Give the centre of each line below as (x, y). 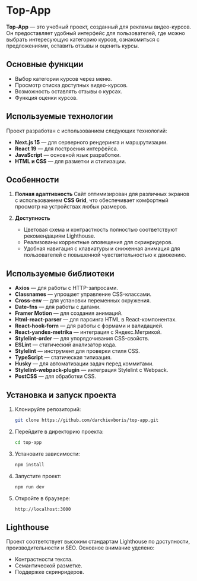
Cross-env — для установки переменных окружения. (83, 301)
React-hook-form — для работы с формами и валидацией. (89, 326)
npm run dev (29, 487)
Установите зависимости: (47, 454)
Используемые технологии (60, 116)
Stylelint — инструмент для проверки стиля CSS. (77, 351)
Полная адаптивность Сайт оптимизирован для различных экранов (102, 194)
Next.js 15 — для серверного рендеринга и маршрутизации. (91, 142)
